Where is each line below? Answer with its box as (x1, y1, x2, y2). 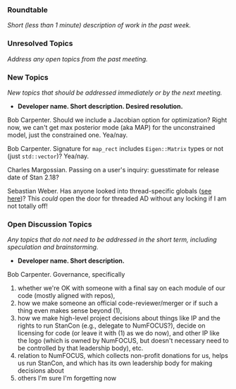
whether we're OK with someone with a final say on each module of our (17, 284, 225, 292)
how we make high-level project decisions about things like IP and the (17, 314, 221, 323)
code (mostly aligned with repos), (17, 292, 116, 300)
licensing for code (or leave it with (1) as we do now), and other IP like (17, 329, 220, 337)
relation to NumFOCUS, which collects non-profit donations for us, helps (17, 352, 229, 360)
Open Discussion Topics (7, 219, 92, 229)
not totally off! (7, 201, 48, 210)
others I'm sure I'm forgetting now (17, 374, 117, 383)
